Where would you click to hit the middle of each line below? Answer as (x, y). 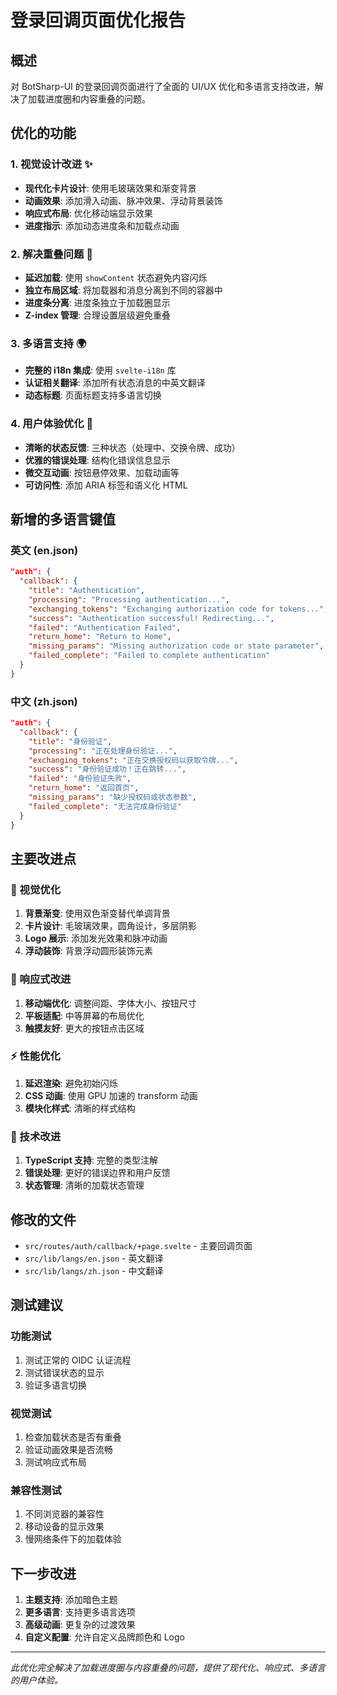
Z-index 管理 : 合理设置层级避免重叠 (97, 315)
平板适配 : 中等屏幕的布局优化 (84, 1015)
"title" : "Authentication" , (86, 591)
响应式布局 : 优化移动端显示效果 (88, 213)
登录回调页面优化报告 (98, 20)
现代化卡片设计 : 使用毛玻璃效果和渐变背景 (110, 188)
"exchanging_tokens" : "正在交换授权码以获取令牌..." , (133, 760)
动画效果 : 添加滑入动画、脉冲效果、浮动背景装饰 (123, 200)
